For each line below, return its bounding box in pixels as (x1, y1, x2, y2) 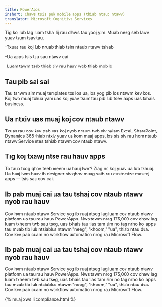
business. (5, 101, 24, 107)
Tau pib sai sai (5, 77, 50, 86)
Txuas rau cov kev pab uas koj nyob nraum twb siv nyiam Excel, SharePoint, (5, 128, 157, 133)
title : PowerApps (5, 7, 40, 12)
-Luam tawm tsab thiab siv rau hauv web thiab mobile (5, 63, 113, 69)
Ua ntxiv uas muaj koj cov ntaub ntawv (5, 115, 125, 123)
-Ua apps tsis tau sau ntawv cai (5, 54, 69, 60)
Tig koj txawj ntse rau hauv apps (5, 153, 106, 161)
